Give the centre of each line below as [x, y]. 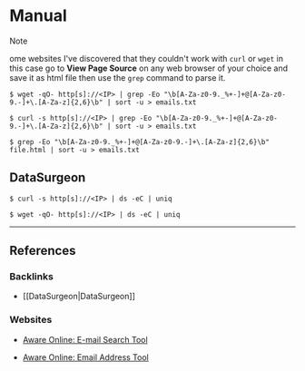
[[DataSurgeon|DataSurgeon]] [79, 297]
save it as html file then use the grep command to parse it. [118, 77]
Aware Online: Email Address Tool [86, 357]
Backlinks [32, 277]
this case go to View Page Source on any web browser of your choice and [149, 68]
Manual [39, 16]
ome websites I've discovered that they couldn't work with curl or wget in [147, 58]
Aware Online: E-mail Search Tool [85, 339]
